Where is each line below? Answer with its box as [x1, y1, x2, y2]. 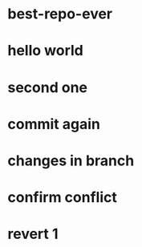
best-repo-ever [7, 5, 113, 23]
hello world [7, 42, 83, 60]
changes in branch [7, 152, 135, 169]
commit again [7, 115, 101, 133]
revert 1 [7, 225, 59, 243]
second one [7, 78, 88, 96]
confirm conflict [7, 188, 117, 207]
